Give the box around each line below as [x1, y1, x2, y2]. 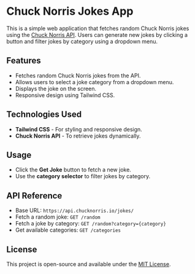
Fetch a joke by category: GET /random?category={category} [15, 220, 167, 227]
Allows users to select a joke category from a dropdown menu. [15, 78, 174, 85]
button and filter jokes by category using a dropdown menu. [6, 37, 158, 45]
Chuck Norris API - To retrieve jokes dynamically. [15, 132, 141, 139]
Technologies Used [6, 109, 82, 120]
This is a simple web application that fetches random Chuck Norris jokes [6, 25, 189, 32]
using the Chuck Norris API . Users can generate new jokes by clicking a [6, 31, 188, 38]
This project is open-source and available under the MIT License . [6, 260, 171, 268]
